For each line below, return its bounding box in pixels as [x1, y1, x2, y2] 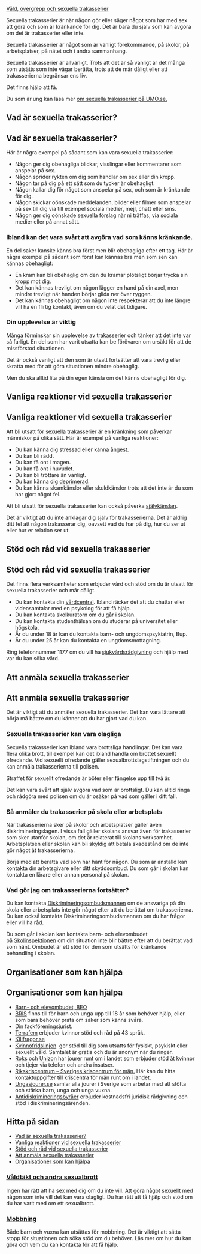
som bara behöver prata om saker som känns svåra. [14, 1016, 144, 1023]
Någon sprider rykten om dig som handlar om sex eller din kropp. [14, 174, 176, 181]
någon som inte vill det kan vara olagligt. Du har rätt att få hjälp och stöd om [6, 1193, 193, 1201]
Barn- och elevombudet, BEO [14, 1003, 87, 1011]
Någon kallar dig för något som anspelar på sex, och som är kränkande [14, 186, 190, 193]
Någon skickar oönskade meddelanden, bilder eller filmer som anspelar [14, 199, 191, 206]
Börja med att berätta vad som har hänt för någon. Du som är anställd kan [6, 859, 187, 865]
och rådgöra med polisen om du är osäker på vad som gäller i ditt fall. [6, 793, 178, 800]
